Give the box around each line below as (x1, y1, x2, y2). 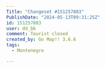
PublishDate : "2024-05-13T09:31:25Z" (6, 14, 101, 20)
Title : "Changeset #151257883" (6, 8, 84, 15)
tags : (6, 42, 20, 48)
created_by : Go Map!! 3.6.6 (6, 36, 77, 42)
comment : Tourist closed (6, 31, 68, 37)
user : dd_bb (6, 25, 36, 32)
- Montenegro (11, 48, 44, 54)
